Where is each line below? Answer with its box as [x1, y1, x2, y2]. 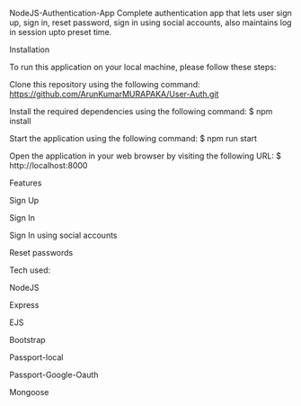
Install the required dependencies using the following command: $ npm [9, 106, 273, 116]
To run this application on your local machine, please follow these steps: [9, 62, 277, 72]
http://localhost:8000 [9, 160, 88, 170]
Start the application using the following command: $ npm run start [9, 133, 258, 143]
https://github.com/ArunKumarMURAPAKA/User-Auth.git [9, 89, 219, 99]
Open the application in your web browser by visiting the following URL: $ [9, 150, 281, 161]
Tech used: [9, 265, 51, 275]
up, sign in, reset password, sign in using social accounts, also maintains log [9, 17, 292, 28]
